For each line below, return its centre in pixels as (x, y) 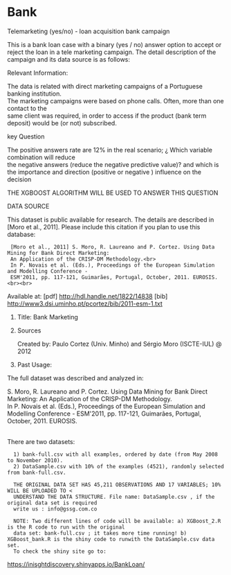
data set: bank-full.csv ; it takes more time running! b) (100, 533)
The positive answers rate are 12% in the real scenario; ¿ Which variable (110, 150)
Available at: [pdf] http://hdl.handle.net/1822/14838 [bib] (87, 296)
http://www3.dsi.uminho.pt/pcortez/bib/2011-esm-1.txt (85, 303)
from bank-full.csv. (37, 472)
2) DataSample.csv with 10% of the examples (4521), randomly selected (119, 466)
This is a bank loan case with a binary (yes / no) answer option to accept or (114, 44)
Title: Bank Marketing (47, 317)
